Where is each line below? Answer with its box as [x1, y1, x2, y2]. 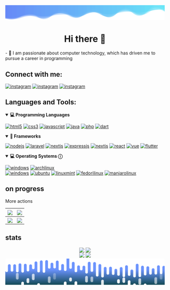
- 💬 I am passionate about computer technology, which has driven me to [5, 50, 156, 56]
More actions [5, 198, 33, 204]
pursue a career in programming [5, 55, 73, 62]
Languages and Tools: [5, 98, 77, 106]
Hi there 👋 [64, 33, 106, 45]
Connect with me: [5, 70, 63, 79]
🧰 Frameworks [10, 133, 41, 139]
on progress [5, 185, 45, 193]
